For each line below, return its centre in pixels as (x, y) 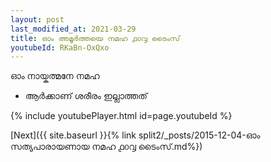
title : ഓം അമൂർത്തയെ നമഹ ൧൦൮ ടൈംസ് (95, 38)
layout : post (37, 19)
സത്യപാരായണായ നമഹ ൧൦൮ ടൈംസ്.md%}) (106, 147)
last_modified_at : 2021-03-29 (73, 29)
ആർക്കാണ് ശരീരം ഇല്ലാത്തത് (86, 96)
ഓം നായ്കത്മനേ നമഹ (55, 76)
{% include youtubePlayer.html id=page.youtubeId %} (121, 116)
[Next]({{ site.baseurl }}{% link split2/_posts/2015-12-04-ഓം (135, 135)
